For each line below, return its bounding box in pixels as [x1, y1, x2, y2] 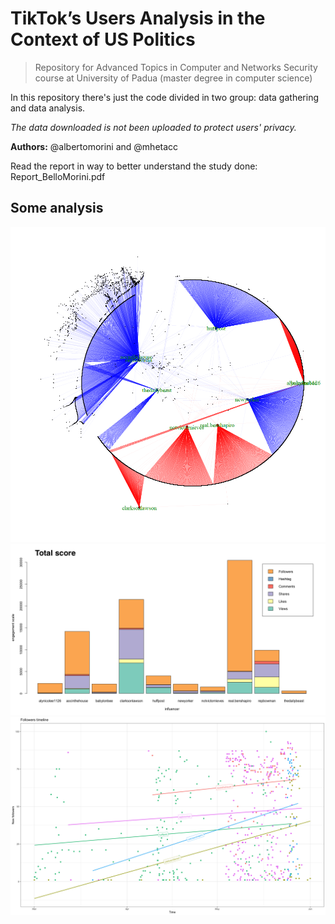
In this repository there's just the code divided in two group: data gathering [10, 91, 319, 103]
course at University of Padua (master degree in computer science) [34, 72, 313, 84]
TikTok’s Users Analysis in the [10, 7, 266, 30]
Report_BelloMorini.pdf [10, 170, 106, 182]
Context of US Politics [10, 28, 196, 51]
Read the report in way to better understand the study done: [10, 160, 258, 172]
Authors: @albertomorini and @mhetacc [10, 140, 179, 152]
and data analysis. [10, 102, 86, 114]
